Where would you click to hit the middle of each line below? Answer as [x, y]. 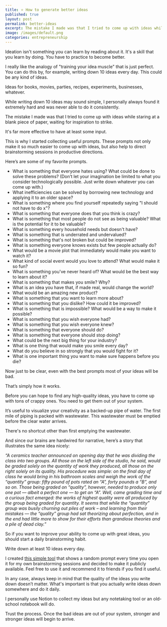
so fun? [20, 266]
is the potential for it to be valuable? [49, 224]
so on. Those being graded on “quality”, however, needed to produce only [81, 487]
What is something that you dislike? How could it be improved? [77, 303]
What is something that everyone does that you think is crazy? [76, 213]
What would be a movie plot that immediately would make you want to [84, 250]
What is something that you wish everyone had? [61, 319]
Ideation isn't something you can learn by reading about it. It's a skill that [80, 52]
